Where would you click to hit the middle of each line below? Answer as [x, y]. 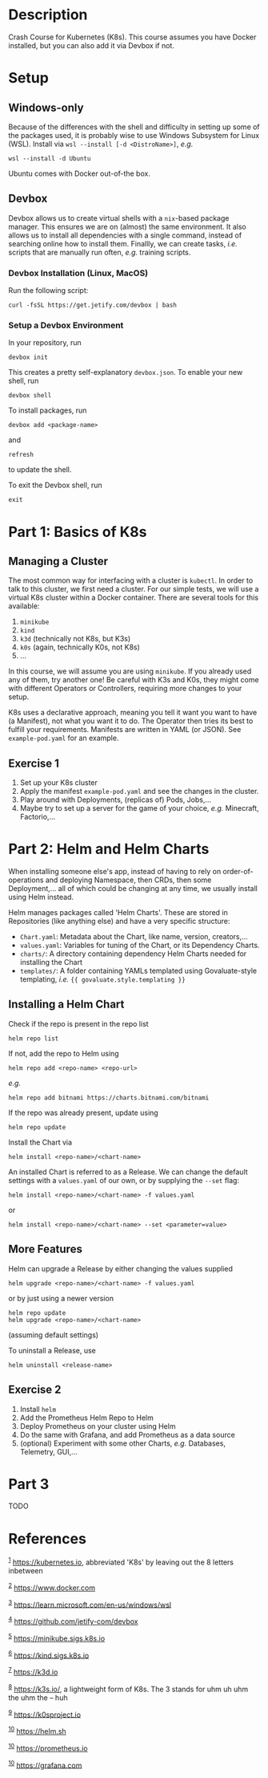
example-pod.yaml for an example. [64, 738]
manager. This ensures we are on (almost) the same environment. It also [127, 226]
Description [48, 15]
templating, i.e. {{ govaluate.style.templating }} [102, 979]
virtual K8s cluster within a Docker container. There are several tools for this [133, 598]
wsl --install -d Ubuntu [50, 158]
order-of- [238, 872]
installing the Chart [51, 962]
